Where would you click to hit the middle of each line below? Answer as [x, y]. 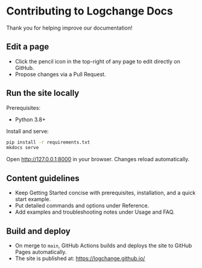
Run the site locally [43, 93]
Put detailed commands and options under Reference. [82, 206]
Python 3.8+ [30, 120]
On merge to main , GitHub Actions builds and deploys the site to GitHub [103, 245]
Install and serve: [28, 131]
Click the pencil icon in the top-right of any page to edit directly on [98, 61]
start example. [33, 199]
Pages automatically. [41, 252]
